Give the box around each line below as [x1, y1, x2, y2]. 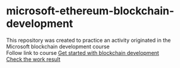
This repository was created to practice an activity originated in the [6, 36, 171, 44]
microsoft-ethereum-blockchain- [6, 4, 175, 18]
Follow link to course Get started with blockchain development [6, 49, 159, 56]
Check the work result [6, 55, 61, 63]
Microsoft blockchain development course [6, 43, 110, 50]
